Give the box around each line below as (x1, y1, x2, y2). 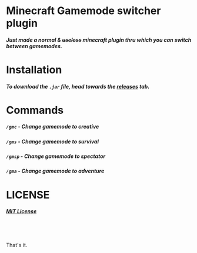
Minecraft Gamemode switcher (6, 4, 161, 18)
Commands (6, 103, 64, 117)
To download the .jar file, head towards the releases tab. (6, 83, 150, 90)
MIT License (6, 208, 37, 215)
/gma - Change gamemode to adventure (6, 167, 105, 174)
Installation (6, 63, 62, 76)
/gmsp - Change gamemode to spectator (6, 153, 106, 160)
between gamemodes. (6, 42, 63, 49)
